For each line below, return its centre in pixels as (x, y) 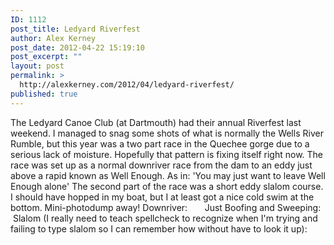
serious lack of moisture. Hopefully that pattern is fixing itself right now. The (167, 154)
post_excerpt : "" (46, 57)
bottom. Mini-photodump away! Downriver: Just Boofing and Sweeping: (166, 207)
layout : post (37, 66)
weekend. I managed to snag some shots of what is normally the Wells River (167, 133)
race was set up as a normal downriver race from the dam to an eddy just (161, 165)
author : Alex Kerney (53, 38)
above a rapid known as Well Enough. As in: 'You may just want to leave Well (168, 175)
